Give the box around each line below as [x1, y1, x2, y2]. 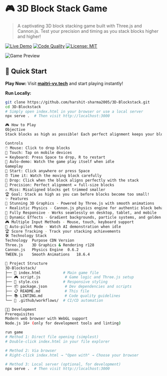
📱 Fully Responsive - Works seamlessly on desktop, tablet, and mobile [5, 210, 157, 215]
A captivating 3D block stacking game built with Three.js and [17, 22, 142, 29]
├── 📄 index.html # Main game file [5, 270, 99, 275]
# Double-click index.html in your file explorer [5, 339, 110, 344]
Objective [5, 127, 26, 132]
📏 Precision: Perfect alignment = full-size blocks [5, 182, 114, 187]
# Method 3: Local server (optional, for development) [5, 362, 121, 367]
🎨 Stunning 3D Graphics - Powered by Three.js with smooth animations [5, 201, 155, 206]
